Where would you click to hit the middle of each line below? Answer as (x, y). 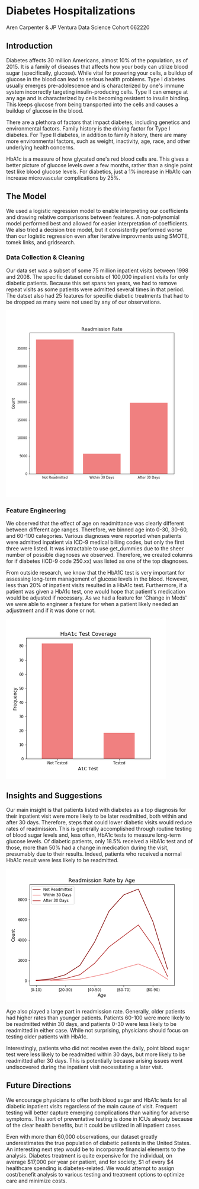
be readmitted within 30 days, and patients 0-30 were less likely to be (91, 1024)
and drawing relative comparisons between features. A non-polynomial (93, 217)
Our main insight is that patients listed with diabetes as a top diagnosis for (96, 809)
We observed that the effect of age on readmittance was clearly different (95, 524)
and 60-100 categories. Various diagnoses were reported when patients (94, 536)
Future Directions (39, 1086)
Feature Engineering (36, 510)
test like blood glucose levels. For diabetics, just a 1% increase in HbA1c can (99, 171)
